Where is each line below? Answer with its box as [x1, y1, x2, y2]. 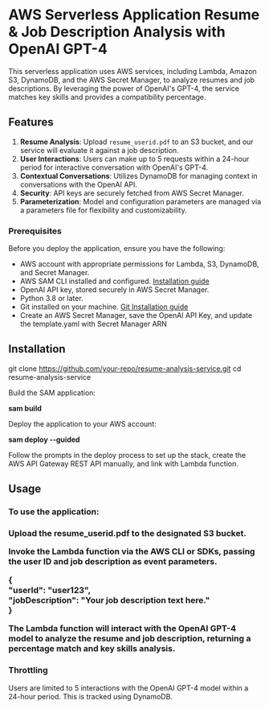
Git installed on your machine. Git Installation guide [19, 302, 189, 311]
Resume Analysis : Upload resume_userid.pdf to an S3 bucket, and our [19, 137, 255, 146]
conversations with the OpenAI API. [19, 179, 138, 189]
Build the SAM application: [8, 388, 96, 398]
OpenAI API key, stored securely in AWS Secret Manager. [19, 285, 210, 295]
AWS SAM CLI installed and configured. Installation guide [19, 276, 210, 286]
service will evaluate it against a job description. [19, 145, 179, 155]
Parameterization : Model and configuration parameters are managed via [19, 196, 262, 206]
